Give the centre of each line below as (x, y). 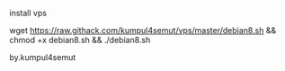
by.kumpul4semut (43, 57)
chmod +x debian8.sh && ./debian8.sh (80, 40)
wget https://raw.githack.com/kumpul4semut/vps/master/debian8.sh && (143, 30)
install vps (28, 13)
